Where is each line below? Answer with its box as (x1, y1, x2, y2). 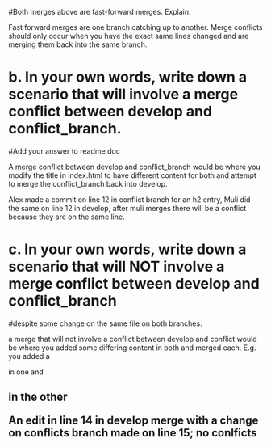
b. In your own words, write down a (8, 68, 248, 86)
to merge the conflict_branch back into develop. (8, 179, 168, 188)
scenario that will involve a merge (8, 85, 239, 103)
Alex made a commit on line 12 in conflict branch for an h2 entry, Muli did (8, 194, 251, 205)
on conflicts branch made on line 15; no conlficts (8, 426, 257, 440)
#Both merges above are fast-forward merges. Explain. (8, 7, 191, 16)
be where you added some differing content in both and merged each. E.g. (8, 343, 256, 352)
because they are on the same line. (8, 212, 125, 221)
